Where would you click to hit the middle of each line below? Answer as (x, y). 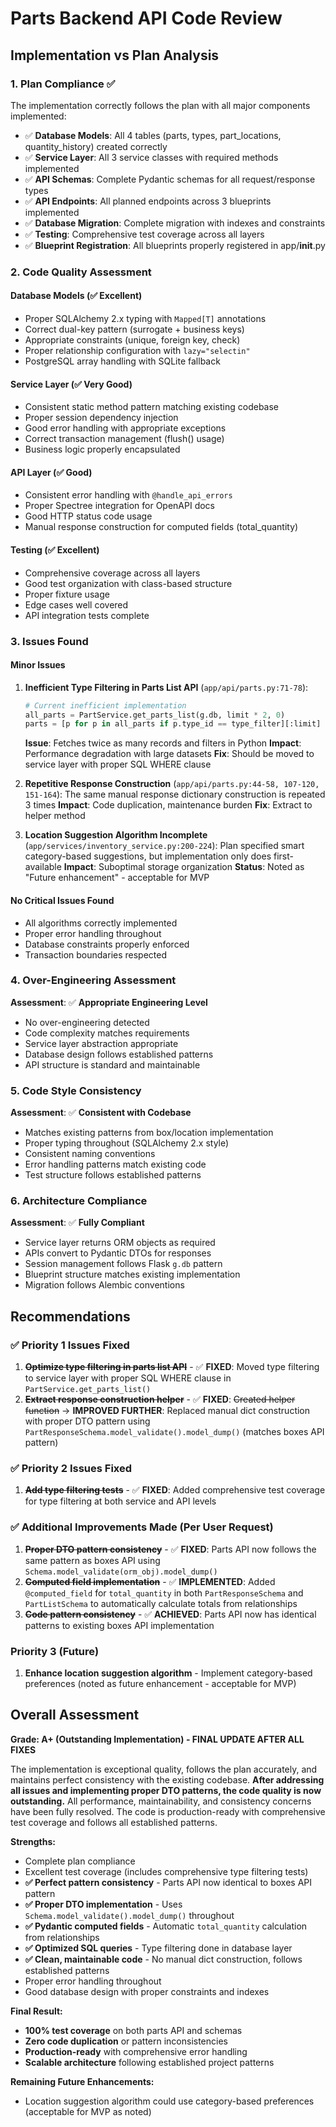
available (43, 867)
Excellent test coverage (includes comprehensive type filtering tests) (166, 1871)
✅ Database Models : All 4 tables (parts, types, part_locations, (153, 135)
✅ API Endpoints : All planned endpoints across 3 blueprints (148, 201)
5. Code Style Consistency (76, 1090)
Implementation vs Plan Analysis (115, 55)
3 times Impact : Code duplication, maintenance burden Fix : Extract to (168, 805)
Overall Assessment (75, 1715)
